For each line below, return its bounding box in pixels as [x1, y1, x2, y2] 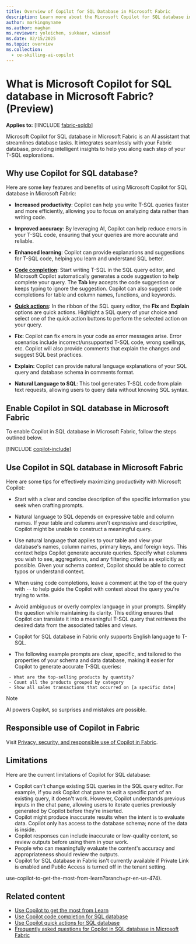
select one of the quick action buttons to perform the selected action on [14, 315, 188, 322]
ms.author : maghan [6, 25, 51, 31]
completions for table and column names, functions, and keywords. [14, 291, 177, 298]
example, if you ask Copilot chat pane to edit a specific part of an [14, 788, 172, 795]
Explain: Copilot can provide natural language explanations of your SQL [14, 363, 187, 370]
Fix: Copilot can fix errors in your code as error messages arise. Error [14, 333, 182, 340]
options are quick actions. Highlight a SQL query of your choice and [14, 309, 178, 316]
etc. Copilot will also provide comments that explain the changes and [14, 345, 180, 352]
